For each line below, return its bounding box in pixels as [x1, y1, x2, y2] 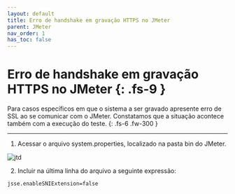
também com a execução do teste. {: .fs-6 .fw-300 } [7, 120, 159, 128]
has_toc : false [7, 36, 52, 43]
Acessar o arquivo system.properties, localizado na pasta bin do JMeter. [17, 139, 227, 148]
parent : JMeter [7, 23, 52, 30]
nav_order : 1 [7, 29, 45, 37]
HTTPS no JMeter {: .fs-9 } [7, 81, 166, 97]
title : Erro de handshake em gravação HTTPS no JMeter [7, 17, 171, 24]
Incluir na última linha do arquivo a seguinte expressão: [17, 167, 176, 175]
